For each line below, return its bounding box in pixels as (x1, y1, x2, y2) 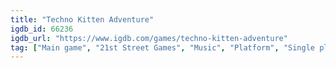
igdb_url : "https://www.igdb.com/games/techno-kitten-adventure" (10, 33, 288, 43)
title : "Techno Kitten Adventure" (10, 14, 155, 25)
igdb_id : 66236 (10, 24, 74, 34)
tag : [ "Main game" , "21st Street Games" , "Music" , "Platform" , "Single (10, 42, 315, 53)
